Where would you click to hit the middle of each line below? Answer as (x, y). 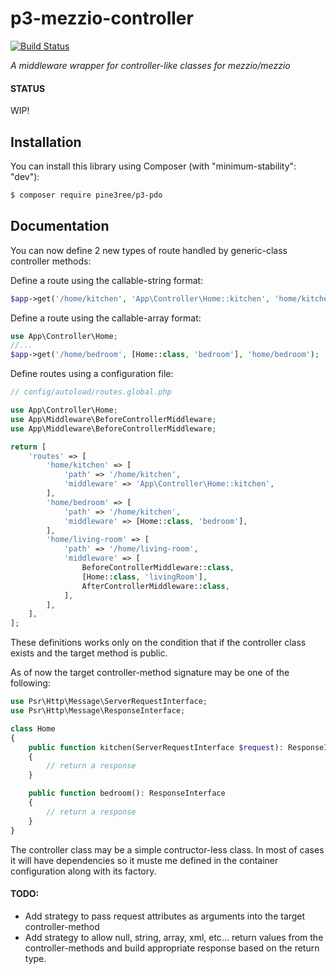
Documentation (60, 226)
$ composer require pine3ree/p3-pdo (86, 195)
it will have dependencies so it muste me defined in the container (144, 860)
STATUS (28, 88)
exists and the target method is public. (89, 653)
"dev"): (25, 176)
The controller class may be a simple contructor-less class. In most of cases (167, 849)
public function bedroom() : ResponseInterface (127, 793)
